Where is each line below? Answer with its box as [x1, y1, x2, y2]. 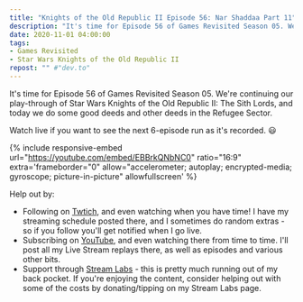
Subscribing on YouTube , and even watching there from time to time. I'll [22, 234, 289, 245]
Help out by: [9, 188, 55, 199]
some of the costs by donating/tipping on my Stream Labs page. [22, 282, 262, 293]
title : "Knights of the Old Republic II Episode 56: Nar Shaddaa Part [9, 13, 280, 23]
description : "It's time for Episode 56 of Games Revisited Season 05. [9, 22, 284, 31]
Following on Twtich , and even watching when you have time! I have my [22, 206, 289, 216]
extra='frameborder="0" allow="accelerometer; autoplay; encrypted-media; [9, 161, 293, 172]
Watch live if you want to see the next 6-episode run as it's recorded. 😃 [9, 124, 277, 135]
